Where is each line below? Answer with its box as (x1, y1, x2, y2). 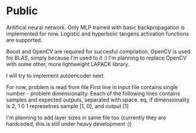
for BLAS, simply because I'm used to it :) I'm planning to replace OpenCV (6, 54, 187, 61)
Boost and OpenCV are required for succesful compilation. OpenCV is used (6, 47, 191, 55)
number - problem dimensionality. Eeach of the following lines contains (6, 90, 181, 97)
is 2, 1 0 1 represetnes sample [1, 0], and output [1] (6, 102, 129, 109)
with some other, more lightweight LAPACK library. (6, 61, 129, 68)
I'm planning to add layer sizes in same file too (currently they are (6, 114, 166, 121)
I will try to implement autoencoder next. (6, 72, 105, 79)
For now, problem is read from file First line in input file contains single (6, 83, 178, 90)
